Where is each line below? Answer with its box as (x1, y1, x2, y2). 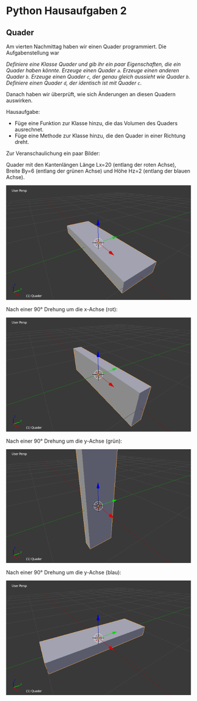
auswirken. (6, 97, 33, 104)
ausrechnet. (14, 126, 44, 133)
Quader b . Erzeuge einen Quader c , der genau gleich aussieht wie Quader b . (6, 73, 191, 80)
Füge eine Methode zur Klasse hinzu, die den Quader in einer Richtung (14, 132, 186, 139)
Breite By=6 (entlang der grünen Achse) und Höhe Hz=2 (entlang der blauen (6, 167, 191, 174)
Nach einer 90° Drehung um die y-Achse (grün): (6, 437, 123, 444)
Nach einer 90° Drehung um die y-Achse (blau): (6, 569, 121, 576)
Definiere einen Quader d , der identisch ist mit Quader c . (6, 79, 142, 86)
